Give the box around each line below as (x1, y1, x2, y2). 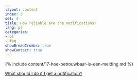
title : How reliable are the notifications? (5, 20, 97, 26)
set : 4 (5, 16, 18, 21)
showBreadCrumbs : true (5, 43, 51, 48)
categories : (5, 30, 29, 34)
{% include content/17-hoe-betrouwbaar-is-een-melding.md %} (5, 61, 134, 67)
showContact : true (5, 48, 42, 52)
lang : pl (5, 25, 23, 30)
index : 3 (5, 12, 23, 16)
